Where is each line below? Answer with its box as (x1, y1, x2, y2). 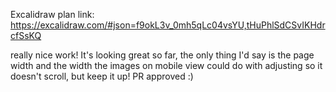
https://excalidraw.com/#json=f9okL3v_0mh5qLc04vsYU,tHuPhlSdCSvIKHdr (10, 19, 326, 31)
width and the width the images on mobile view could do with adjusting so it (10, 60, 323, 71)
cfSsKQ (10, 30, 42, 41)
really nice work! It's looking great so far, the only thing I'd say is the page (10, 49, 315, 61)
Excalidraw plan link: (10, 9, 95, 20)
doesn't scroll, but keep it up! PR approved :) (10, 70, 194, 82)
